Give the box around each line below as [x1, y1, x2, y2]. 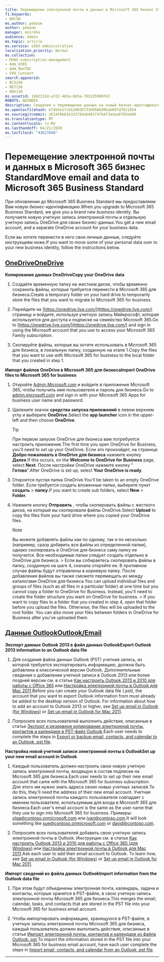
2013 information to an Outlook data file [5, 647, 87, 653]
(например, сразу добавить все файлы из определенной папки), [12, 542, 147, 548]
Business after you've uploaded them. [12, 615, 89, 620]
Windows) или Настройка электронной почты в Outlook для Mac [12, 845, 146, 851]
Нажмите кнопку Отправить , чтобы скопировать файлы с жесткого [12, 502, 155, 507]
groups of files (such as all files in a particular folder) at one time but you [12, 583, 159, 589]
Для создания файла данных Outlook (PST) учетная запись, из [12, 656, 143, 662]
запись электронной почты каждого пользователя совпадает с [12, 794, 144, 800]
